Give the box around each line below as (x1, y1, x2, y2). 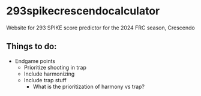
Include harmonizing (23, 70, 75, 77)
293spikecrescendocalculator (6, 4, 160, 18)
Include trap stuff (23, 76, 67, 83)
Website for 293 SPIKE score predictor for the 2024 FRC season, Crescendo (6, 24, 195, 31)
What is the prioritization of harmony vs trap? (32, 83, 145, 90)
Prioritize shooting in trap (23, 64, 87, 71)
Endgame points (14, 57, 56, 64)
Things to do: (6, 41, 57, 52)
